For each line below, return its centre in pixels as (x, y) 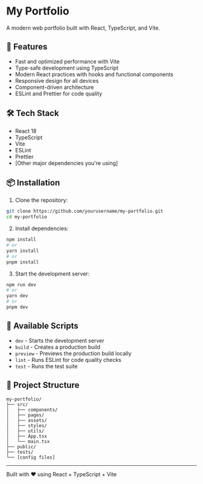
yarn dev (17, 296)
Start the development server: (52, 274)
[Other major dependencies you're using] (66, 163)
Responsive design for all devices (57, 80)
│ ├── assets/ (27, 420)
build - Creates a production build (58, 347)
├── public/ (21, 447)
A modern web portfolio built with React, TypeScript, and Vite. (83, 28)
